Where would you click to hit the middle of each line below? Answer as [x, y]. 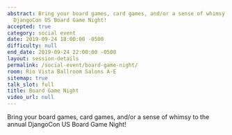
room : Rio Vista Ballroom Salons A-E [62, 71]
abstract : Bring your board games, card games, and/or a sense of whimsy [116, 13]
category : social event [42, 33]
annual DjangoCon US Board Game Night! [67, 124]
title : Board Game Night [43, 91]
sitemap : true [28, 78]
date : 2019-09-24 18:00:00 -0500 [56, 39]
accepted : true [29, 26]
